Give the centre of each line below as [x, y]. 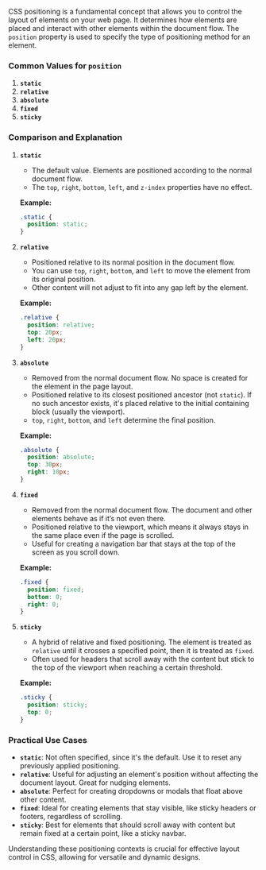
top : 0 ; [40, 713]
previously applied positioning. [70, 766]
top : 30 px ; [45, 465]
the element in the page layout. [82, 386]
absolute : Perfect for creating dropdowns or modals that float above [131, 791]
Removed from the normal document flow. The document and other [142, 510]
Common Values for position [65, 65]
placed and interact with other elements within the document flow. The [124, 28]
